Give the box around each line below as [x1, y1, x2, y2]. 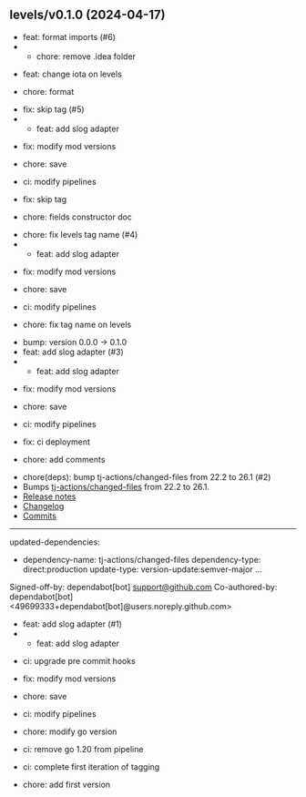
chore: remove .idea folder [36, 50, 137, 62]
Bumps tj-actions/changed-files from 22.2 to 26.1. [22, 481, 209, 492]
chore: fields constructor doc [22, 211, 132, 222]
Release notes [22, 491, 76, 502]
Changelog [22, 500, 65, 511]
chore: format [22, 86, 75, 97]
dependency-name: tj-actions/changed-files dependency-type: [22, 554, 261, 565]
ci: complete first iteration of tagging [22, 761, 160, 772]
